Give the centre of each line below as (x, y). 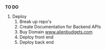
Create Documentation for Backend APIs (60, 27)
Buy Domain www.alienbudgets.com (56, 32)
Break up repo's (35, 22)
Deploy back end (36, 42)
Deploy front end (36, 37)
